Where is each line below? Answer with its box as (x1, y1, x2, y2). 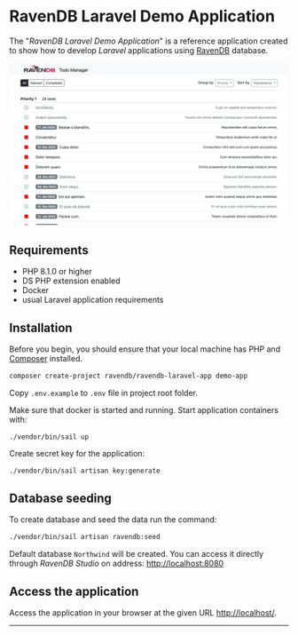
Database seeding (9, 491, 113, 506)
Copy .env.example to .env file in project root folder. (9, 387, 198, 398)
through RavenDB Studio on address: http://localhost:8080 (9, 558, 224, 569)
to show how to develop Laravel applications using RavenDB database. (9, 44, 269, 55)
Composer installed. (9, 353, 82, 363)
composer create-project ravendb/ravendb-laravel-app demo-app (9, 371, 248, 380)
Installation (9, 320, 73, 335)
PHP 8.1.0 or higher (21, 266, 92, 277)
